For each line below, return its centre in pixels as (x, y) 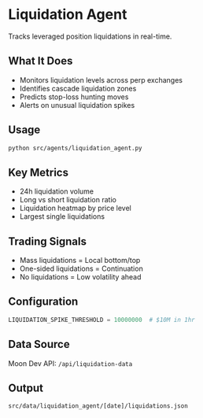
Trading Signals (47, 241)
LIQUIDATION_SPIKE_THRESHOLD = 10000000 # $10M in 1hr (101, 320)
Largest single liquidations (62, 216)
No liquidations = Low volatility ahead (80, 277)
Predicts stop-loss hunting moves (74, 97)
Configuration (43, 302)
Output (26, 388)
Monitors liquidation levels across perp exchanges (101, 80)
